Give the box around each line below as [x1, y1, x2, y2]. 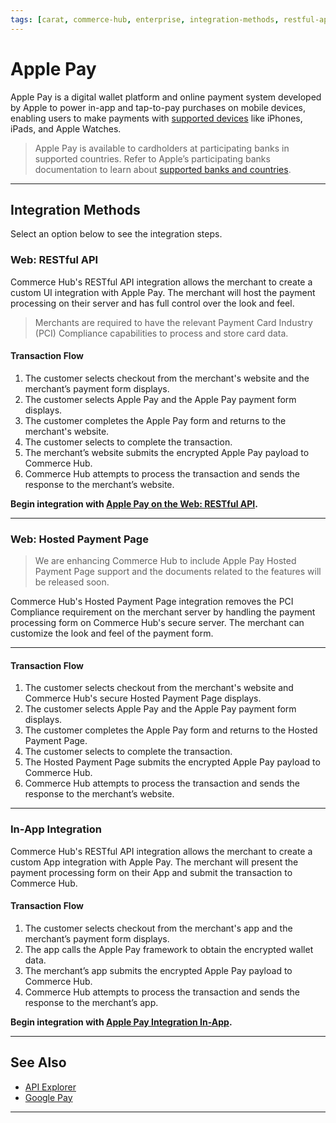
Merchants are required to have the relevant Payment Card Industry [34, 316, 313, 328]
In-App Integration [10, 822, 102, 836]
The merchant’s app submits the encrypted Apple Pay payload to [24, 964, 293, 976]
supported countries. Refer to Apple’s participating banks [34, 152, 271, 165]
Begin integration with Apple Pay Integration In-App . [10, 1016, 233, 1028]
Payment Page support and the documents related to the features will [34, 566, 322, 578]
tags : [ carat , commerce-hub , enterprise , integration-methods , [10, 14, 280, 25]
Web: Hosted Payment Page [10, 532, 149, 546]
